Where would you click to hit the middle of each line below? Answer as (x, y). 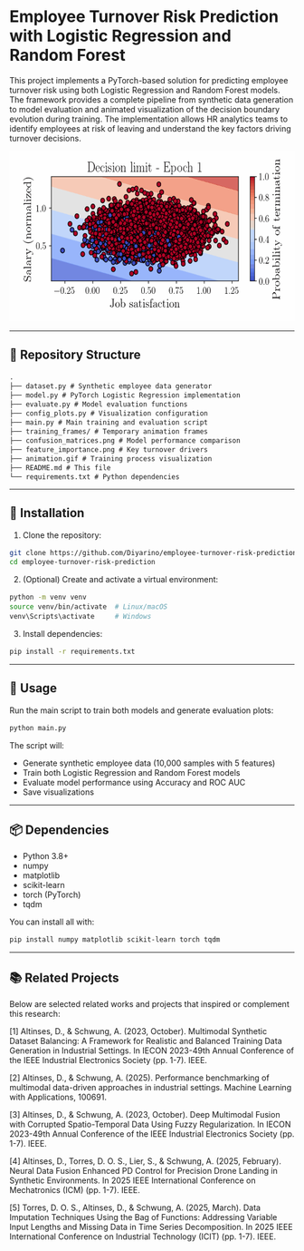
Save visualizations (58, 792)
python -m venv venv (48, 597)
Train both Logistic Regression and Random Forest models (131, 772)
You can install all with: (52, 922)
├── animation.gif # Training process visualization (111, 459)
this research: (35, 1014)
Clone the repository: (62, 535)
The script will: (37, 745)
